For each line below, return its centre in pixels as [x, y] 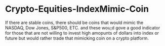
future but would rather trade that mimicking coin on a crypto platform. [77, 38]
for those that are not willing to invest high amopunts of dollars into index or [82, 33]
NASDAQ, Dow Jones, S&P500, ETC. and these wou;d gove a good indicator [83, 27]
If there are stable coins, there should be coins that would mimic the [74, 23]
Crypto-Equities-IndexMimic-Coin [77, 9]
